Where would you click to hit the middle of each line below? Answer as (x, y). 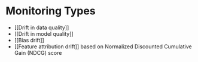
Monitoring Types (51, 11)
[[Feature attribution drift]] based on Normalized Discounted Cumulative (103, 46)
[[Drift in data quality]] (42, 27)
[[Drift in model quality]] (44, 33)
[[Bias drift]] (29, 40)
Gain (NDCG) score (38, 52)
